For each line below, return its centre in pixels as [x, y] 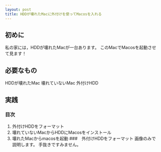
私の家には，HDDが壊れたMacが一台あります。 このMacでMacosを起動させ [81, 48]
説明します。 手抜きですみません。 [46, 144]
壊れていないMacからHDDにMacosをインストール [62, 132]
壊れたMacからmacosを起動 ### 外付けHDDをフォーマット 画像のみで [84, 138]
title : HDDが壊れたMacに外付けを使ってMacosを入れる [53, 14]
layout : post [18, 9]
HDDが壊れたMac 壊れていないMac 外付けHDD [52, 83]
